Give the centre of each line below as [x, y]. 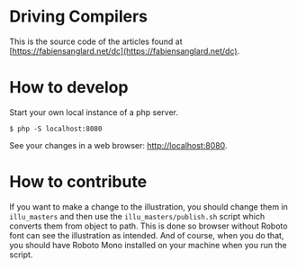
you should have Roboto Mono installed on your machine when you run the [148, 245]
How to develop [69, 88]
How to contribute [78, 182]
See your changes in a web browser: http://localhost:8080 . [118, 145]
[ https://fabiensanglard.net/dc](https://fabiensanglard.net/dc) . [125, 50]
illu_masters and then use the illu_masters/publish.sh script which [137, 216]
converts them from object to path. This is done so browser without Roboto [148, 226]
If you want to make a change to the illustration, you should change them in [148, 206]
